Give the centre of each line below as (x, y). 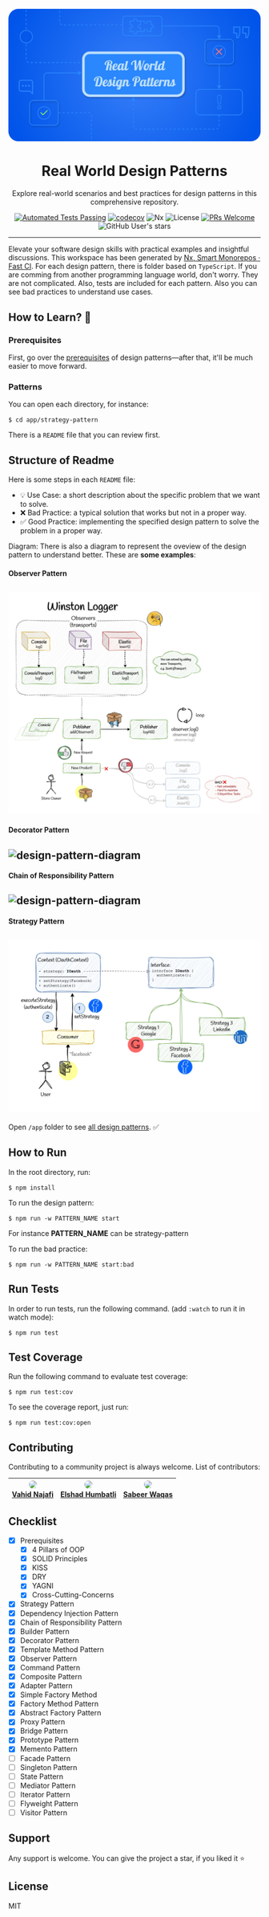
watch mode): (31, 1317)
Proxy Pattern (42, 1722)
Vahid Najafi (33, 1494)
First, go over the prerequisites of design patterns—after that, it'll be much (131, 357)
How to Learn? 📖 (50, 317)
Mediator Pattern (48, 1785)
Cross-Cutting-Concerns (73, 1595)
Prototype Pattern (49, 1740)
